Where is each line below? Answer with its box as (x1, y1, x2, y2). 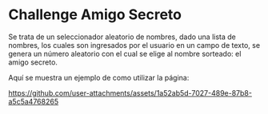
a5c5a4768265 (8, 96, 58, 106)
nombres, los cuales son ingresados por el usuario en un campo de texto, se (8, 40, 261, 49)
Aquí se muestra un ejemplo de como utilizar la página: (8, 73, 190, 82)
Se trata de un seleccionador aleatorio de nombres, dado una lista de (8, 32, 236, 41)
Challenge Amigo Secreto (8, 6, 182, 24)
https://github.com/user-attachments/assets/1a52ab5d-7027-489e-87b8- (8, 88, 252, 97)
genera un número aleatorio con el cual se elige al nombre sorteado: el (8, 49, 242, 58)
